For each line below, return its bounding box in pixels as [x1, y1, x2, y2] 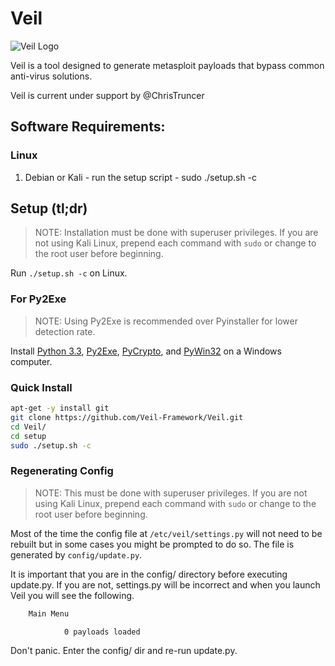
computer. [10, 355, 53, 367]
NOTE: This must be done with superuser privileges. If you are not [34, 487, 308, 499]
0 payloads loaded [63, 627, 141, 637]
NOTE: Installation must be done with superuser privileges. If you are [34, 227, 319, 239]
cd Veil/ [10, 422, 47, 432]
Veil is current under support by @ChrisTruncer [10, 89, 205, 101]
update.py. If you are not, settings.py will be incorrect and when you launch [10, 578, 321, 591]
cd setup [10, 431, 47, 441]
